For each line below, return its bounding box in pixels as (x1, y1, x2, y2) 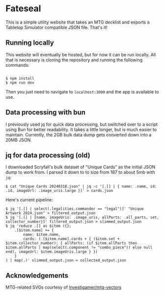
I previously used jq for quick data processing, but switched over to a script (5, 121, 158, 127)
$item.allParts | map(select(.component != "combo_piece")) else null (5, 245, 153, 250)
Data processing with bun (5, 108, 86, 117)
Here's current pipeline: (5, 197, 53, 203)
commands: (5, 62, 30, 68)
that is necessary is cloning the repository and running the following (5, 57, 143, 63)
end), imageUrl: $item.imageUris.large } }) (5, 249, 98, 254)
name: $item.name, (23, 232, 61, 237)
